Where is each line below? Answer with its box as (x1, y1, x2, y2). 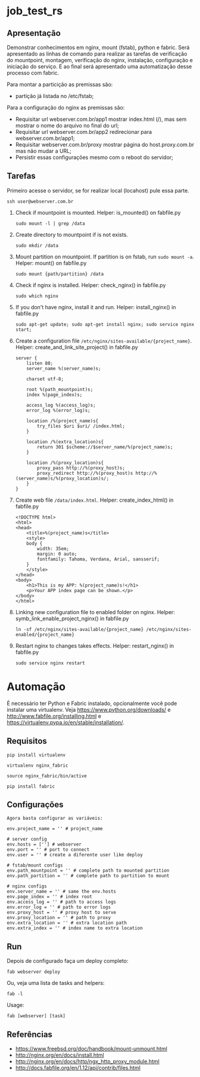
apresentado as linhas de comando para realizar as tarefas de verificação (7, 50, 187, 57)
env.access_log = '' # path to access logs (7, 899, 117, 905)
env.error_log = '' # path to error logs (7, 904, 111, 910)
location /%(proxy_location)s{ (26, 459, 104, 466)
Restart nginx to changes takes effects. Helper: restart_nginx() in (15, 642, 174, 649)
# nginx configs (7, 883, 47, 889)
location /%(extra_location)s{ (26, 438, 104, 445)
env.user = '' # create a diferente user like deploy (7, 852, 143, 858)
